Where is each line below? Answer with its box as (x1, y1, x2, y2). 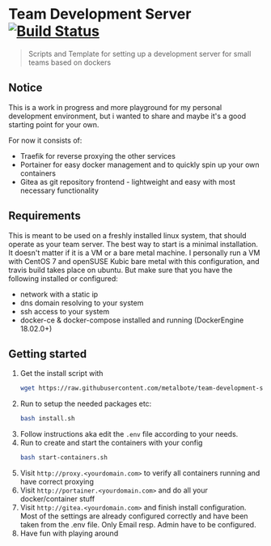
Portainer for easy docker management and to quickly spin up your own (19, 160, 260, 169)
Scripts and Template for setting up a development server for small (28, 49, 252, 58)
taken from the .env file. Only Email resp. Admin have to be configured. (19, 520, 256, 529)
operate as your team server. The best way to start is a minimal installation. (8, 239, 259, 249)
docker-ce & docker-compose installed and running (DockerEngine (19, 315, 244, 325)
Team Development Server (8, 5, 192, 23)
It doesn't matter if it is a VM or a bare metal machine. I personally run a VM (8, 248, 260, 258)
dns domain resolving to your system (19, 297, 144, 308)
